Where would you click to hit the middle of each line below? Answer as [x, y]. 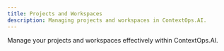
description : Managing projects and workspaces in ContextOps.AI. [107, 20]
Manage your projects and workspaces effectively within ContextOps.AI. [113, 40]
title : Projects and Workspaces [55, 14]
